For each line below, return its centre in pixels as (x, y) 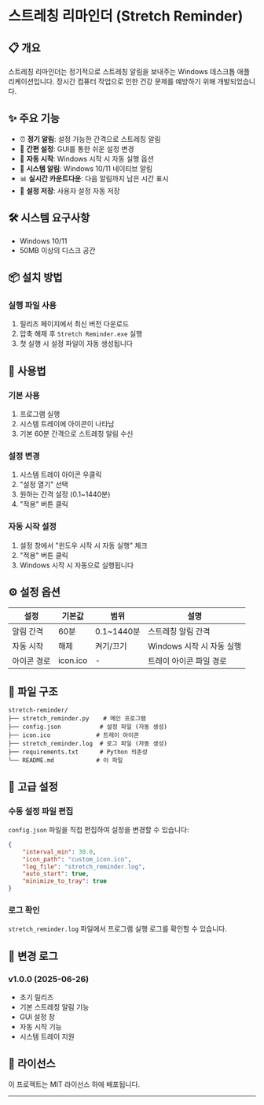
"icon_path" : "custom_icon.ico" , (77, 859)
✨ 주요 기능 (34, 119)
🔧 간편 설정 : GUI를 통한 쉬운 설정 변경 (77, 149)
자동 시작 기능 (40, 1027)
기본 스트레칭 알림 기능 (54, 1007)
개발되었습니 (236, 81)
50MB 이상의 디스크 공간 (57, 250)
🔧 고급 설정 (33, 786)
